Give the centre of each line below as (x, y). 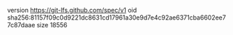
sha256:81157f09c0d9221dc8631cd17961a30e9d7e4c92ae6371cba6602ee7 (117, 17)
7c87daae (21, 25)
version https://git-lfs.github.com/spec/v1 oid (72, 10)
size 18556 (52, 25)
